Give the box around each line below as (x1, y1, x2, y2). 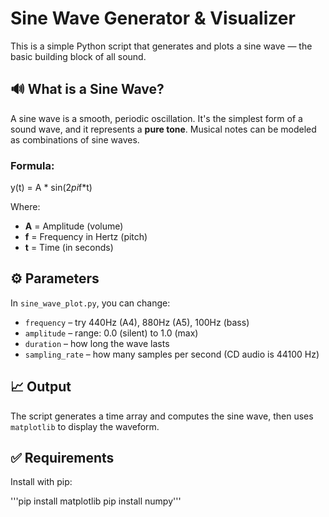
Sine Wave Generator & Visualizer (10, 7, 296, 30)
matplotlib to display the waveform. (10, 420, 160, 432)
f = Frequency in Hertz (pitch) (24, 231, 148, 243)
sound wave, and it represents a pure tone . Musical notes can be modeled (10, 123, 317, 135)
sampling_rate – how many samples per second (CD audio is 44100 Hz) (24, 348, 320, 360)
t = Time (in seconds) (24, 242, 114, 254)
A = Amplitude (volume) (24, 220, 124, 232)
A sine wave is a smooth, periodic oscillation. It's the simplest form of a (10, 112, 303, 124)
